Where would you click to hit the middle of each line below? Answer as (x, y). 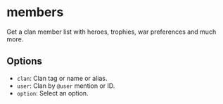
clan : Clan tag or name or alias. (62, 78)
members (35, 12)
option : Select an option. (52, 93)
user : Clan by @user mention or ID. (66, 86)
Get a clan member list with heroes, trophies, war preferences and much (111, 32)
